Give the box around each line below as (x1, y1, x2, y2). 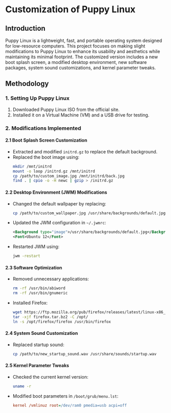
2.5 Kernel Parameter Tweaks (5, 362, 70, 369)
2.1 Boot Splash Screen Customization (5, 137, 88, 144)
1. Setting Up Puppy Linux (5, 95, 70, 102)
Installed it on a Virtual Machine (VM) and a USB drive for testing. (12, 111, 150, 118)
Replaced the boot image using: (12, 154, 80, 160)
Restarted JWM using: (12, 244, 60, 250)
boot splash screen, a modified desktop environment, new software (5, 59, 147, 65)
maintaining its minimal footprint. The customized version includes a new (5, 54, 158, 60)
